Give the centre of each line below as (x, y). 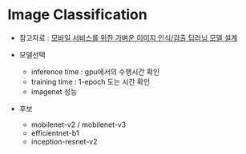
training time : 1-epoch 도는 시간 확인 (91, 81)
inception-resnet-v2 (64, 141)
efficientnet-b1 (55, 132)
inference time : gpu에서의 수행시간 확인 (95, 71)
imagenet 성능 (54, 91)
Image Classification (77, 15)
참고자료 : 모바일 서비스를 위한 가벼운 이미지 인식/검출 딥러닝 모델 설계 (128, 38)
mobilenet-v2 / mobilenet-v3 (79, 124)
